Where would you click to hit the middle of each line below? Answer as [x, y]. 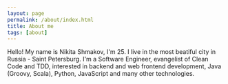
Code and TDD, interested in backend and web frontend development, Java [114, 66]
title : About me [30, 26]
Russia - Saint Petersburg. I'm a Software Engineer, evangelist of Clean [108, 59]
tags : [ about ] [28, 32]
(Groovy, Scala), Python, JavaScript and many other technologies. [101, 74]
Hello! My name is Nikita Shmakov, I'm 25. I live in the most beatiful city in [112, 52]
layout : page [26, 13]
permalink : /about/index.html [51, 20]
